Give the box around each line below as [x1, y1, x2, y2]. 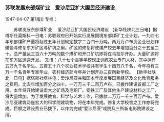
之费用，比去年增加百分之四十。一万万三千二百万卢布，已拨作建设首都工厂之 [5, 81, 159, 87]
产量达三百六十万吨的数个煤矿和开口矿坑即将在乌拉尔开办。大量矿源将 [18, 51, 159, 57]
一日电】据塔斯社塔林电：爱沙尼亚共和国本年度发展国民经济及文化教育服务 [9, 75, 159, 81]
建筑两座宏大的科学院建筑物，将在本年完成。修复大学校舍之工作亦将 [18, 100, 155, 105]
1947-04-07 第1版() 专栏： [5, 16, 58, 22]
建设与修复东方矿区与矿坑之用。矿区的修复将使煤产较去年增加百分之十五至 [5, 45, 155, 51]
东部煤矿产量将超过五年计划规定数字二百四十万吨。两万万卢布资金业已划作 [9, 39, 159, 45]
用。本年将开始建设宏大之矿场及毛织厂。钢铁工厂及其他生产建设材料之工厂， [5, 87, 159, 93]
